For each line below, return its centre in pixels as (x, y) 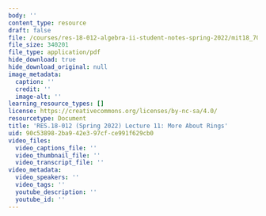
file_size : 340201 (38, 45)
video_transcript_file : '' (60, 163)
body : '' (23, 15)
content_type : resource (47, 23)
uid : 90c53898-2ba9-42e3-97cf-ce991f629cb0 (81, 133)
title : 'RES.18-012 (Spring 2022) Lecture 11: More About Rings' (118, 126)
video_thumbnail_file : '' (58, 155)
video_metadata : (35, 170)
